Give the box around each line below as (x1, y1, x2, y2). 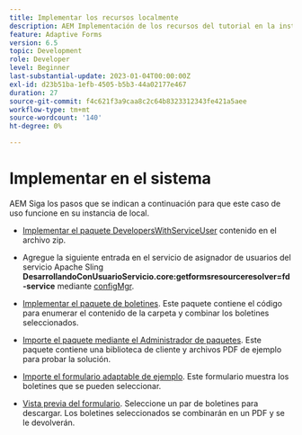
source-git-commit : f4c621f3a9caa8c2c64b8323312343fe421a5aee (9, 96, 247, 106)
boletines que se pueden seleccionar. (22, 380, 162, 391)
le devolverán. (22, 417, 75, 428)
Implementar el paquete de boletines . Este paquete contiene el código (22, 297, 283, 308)
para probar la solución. (22, 353, 111, 364)
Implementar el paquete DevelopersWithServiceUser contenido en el (22, 225, 277, 235)
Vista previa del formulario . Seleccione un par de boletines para (22, 397, 259, 409)
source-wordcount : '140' (9, 113, 102, 122)
